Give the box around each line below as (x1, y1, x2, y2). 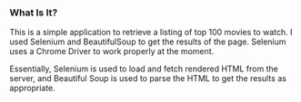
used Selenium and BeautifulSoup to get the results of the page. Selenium (9, 36, 286, 47)
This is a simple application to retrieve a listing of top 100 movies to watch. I (9, 27, 293, 38)
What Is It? (9, 6, 58, 19)
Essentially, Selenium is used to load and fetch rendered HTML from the (9, 63, 279, 74)
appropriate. (9, 83, 56, 94)
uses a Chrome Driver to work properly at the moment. (9, 46, 215, 57)
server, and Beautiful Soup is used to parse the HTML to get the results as (9, 73, 286, 84)
